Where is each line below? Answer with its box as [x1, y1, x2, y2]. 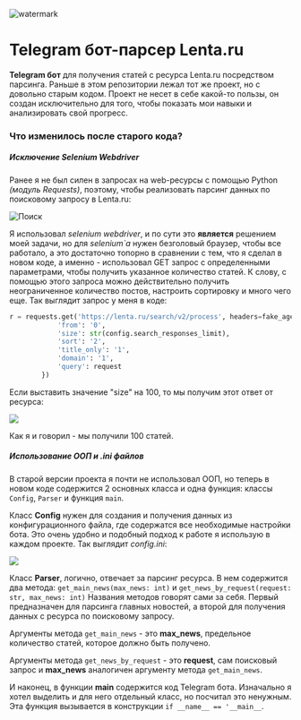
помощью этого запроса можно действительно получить [9, 276, 230, 287]
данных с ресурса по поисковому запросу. [9, 610, 175, 621]
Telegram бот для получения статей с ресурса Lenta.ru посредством [9, 69, 275, 80]
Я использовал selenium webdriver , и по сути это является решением [9, 228, 277, 239]
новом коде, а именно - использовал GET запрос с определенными [9, 256, 271, 268]
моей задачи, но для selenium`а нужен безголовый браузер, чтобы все [9, 237, 282, 248]
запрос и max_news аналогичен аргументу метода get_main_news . [9, 664, 262, 675]
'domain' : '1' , [56, 354, 115, 363]
